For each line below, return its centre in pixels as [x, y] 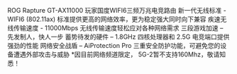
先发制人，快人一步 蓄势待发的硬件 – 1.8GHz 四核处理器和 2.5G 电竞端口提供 [118, 37]
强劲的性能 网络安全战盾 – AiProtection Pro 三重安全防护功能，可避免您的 [114, 45]
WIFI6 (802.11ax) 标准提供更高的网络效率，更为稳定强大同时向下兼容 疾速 [114, 19]
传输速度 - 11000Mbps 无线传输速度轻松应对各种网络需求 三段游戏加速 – [118, 28]
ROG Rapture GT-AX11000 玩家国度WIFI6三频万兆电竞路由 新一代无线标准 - [117, 10]
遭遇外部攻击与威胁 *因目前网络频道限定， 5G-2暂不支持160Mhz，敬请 [116, 54]
